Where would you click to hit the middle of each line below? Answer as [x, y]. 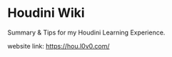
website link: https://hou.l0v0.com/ [59, 46]
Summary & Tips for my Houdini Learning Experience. [86, 32]
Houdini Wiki [46, 13]
